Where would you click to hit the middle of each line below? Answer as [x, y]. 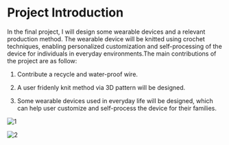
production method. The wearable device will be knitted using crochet [106, 38]
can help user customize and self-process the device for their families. [117, 108]
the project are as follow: [42, 60]
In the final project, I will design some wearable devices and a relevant [106, 32]
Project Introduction [65, 13]
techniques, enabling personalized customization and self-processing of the [115, 46]
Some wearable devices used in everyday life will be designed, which [115, 100]
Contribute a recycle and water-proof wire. [77, 74]
